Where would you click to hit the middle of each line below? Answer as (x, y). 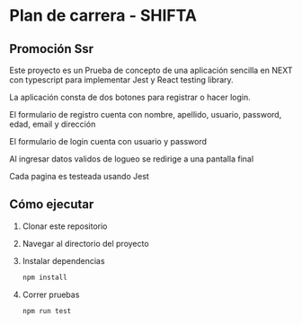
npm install (44, 277)
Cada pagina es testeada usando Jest (80, 176)
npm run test (47, 311)
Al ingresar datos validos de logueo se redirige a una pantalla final (132, 159)
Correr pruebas (51, 294)
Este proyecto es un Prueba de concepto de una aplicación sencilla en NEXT (151, 70)
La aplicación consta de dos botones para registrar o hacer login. (130, 97)
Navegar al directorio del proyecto (86, 243)
